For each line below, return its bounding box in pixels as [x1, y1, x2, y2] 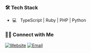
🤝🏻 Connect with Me [5, 31, 54, 38]
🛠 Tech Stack [5, 4, 38, 11]
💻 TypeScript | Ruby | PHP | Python [12, 18, 86, 23]
